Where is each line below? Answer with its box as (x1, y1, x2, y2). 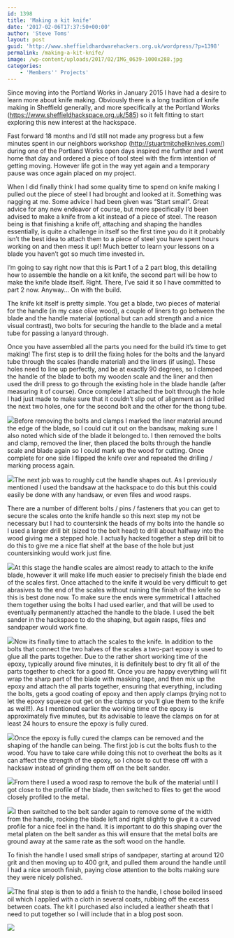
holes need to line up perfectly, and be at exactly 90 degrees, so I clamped (7, 365, 223, 373)
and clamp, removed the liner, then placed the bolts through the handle (7, 439, 212, 447)
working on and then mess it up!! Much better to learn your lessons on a (7, 242, 214, 250)
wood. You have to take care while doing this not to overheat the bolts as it (7, 748, 222, 757)
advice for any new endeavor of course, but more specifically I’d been (7, 205, 209, 213)
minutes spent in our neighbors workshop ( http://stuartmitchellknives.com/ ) (7, 139, 226, 147)
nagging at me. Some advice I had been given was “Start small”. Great (7, 197, 209, 205)
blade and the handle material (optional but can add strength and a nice (7, 313, 213, 322)
